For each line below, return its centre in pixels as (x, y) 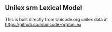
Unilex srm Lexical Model (43, 8)
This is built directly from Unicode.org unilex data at (56, 19)
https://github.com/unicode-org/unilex (43, 24)
